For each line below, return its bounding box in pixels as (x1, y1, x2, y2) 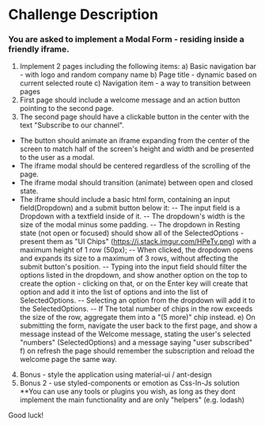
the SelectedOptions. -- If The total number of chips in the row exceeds (19, 304, 253, 314)
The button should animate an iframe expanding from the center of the (19, 136, 250, 146)
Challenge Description (8, 6, 158, 24)
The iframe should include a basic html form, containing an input (19, 195, 231, 204)
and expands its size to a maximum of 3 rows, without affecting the (19, 253, 239, 263)
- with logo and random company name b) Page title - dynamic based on (19, 70, 257, 80)
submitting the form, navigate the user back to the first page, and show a (19, 321, 258, 330)
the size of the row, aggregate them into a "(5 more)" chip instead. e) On (19, 313, 256, 322)
